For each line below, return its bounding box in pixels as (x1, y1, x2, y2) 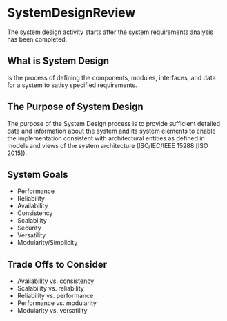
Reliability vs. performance (17, 292, 94, 300)
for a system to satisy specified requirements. (7, 81, 137, 89)
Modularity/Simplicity (17, 239, 78, 247)
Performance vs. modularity (17, 299, 97, 307)
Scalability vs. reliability (17, 284, 84, 293)
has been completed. (7, 35, 68, 43)
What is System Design (7, 55, 109, 67)
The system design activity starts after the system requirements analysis (7, 28, 214, 36)
